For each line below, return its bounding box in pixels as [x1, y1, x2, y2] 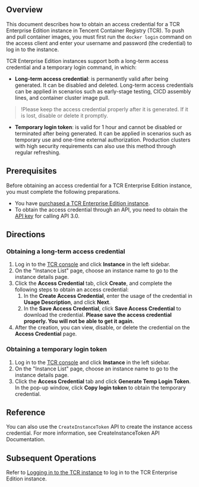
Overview [6, 5, 43, 15]
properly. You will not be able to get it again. [23, 318, 135, 325]
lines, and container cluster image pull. [14, 94, 110, 101]
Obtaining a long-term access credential [6, 247, 126, 255]
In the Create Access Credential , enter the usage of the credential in [23, 293, 193, 300]
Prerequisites [6, 166, 57, 176]
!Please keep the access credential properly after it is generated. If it [20, 105, 188, 112]
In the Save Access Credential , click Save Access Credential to [23, 305, 181, 312]
